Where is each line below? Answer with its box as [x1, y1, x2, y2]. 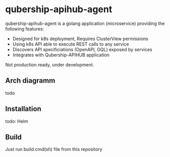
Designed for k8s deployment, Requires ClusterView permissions [12, 36, 148, 42]
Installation [5, 105, 41, 113]
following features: [5, 25, 45, 32]
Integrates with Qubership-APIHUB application [12, 52, 110, 58]
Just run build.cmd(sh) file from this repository [5, 146, 103, 152]
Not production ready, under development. [5, 61, 95, 68]
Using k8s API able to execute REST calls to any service [12, 41, 130, 47]
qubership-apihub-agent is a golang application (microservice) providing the [5, 20, 165, 26]
